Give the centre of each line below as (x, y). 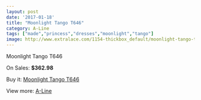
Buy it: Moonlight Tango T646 (43, 79)
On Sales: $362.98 (30, 68)
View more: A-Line (29, 91)
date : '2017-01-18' (31, 17)
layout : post (22, 12)
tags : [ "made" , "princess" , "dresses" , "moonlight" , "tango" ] (80, 34)
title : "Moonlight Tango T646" (45, 23)
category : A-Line (28, 28)
